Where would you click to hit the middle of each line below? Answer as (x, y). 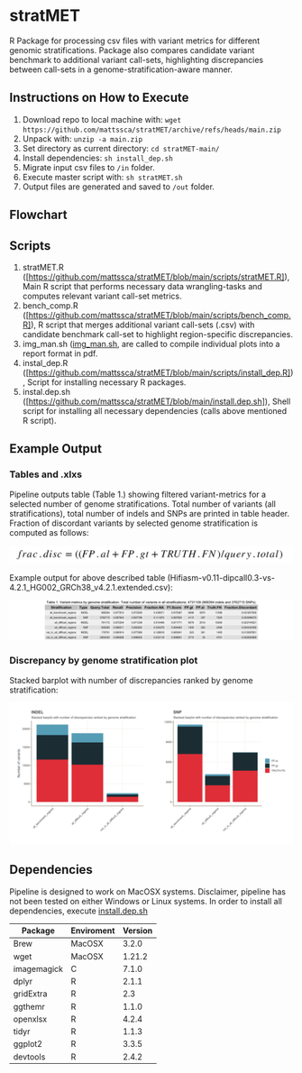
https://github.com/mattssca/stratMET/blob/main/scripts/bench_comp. (160, 315)
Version (138, 931)
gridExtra (30, 994)
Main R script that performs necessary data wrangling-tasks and (142, 286)
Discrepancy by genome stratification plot (104, 661)
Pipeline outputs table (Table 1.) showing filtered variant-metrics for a (138, 494)
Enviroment (93, 931)
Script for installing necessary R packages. (106, 382)
